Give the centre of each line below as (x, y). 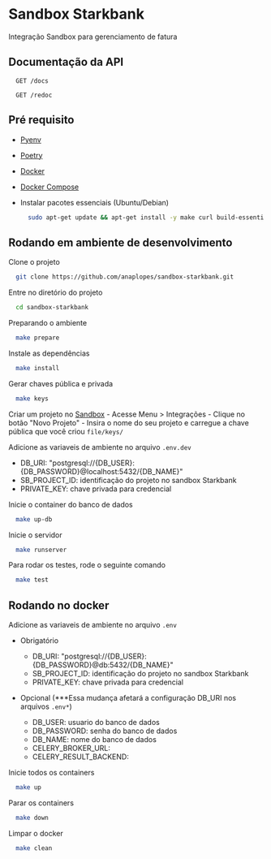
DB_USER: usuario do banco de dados (96, 723)
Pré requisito (41, 120)
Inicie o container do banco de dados (71, 504)
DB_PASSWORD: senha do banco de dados (105, 731)
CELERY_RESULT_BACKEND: (81, 757)
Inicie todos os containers (52, 773)
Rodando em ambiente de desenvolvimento (120, 242)
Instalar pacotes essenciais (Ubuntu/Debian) (94, 202)
